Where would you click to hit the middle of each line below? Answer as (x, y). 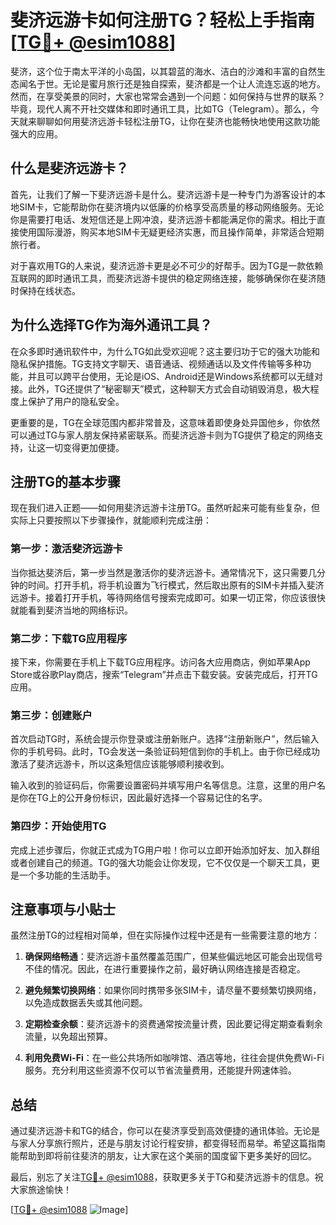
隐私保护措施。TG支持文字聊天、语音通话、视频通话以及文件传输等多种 (156, 363)
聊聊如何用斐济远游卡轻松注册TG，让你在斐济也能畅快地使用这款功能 (178, 121)
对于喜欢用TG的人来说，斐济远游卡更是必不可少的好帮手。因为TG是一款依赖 (167, 265)
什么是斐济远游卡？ (69, 168)
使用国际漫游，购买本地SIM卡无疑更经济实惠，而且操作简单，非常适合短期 (171, 232)
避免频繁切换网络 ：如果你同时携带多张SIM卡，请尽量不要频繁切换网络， (173, 990)
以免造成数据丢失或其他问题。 (86, 1003)
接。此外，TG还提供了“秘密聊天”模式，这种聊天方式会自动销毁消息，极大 (160, 388)
